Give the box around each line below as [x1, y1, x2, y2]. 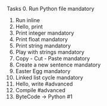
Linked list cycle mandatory [15, 74, 83, 81]
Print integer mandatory [15, 29, 74, 37]
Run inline [15, 17, 41, 23]
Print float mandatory [15, 36, 68, 43]
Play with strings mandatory [15, 49, 85, 56]
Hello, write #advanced [15, 80, 74, 87]
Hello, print [15, 23, 43, 30]
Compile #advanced [15, 87, 66, 93]
